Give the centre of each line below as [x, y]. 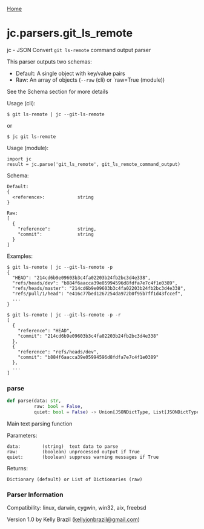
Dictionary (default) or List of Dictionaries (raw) [75, 479]
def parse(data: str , [34, 401]
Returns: [18, 468]
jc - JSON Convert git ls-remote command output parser [79, 50]
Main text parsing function [40, 424]
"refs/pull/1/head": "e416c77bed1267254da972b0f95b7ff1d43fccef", [98, 294]
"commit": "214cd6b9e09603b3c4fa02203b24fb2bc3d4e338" [88, 336]
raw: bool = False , [58, 407]
